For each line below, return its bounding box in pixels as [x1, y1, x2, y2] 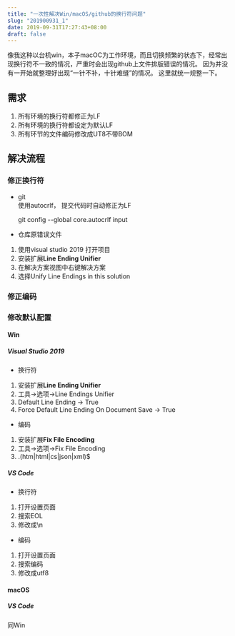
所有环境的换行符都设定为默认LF [17, 121, 113, 129]
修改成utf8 [17, 569, 49, 577]
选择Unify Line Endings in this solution [17, 272, 131, 281]
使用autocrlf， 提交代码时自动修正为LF [17, 201, 131, 209]
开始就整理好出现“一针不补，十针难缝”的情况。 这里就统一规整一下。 [19, 69, 221, 77]
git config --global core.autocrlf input [17, 215, 128, 223]
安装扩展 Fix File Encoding [17, 435, 95, 444]
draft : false [7, 30, 46, 38]
